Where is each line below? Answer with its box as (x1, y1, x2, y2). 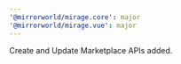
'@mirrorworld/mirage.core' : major (9, 12, 141, 22)
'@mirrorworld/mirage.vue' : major (9, 21, 138, 30)
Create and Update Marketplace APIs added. (9, 45, 173, 55)
